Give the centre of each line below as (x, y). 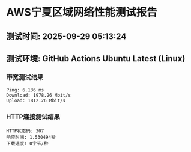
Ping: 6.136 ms (25, 90)
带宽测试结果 (25, 77)
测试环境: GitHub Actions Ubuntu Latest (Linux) (96, 59)
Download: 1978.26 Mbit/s (38, 96)
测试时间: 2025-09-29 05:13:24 (66, 36)
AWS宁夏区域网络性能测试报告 (82, 12)
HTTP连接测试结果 (33, 117)
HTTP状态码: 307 (25, 131)
